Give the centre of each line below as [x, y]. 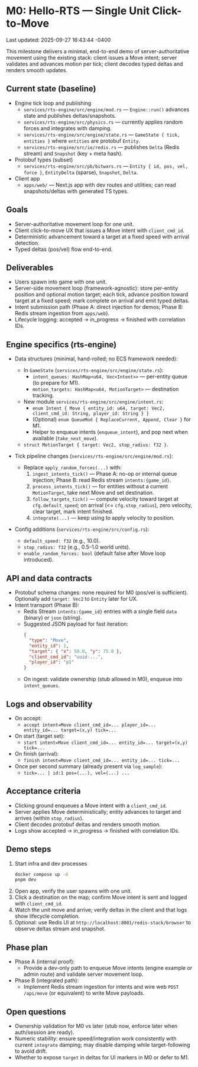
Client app [27, 178]
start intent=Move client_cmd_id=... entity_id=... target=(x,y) [106, 743]
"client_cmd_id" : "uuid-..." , [66, 657]
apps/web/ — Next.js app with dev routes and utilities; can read [100, 185]
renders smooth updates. [37, 70]
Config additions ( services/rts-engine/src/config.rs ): [82, 529]
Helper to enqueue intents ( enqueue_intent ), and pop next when [110, 432]
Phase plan [27, 947]
